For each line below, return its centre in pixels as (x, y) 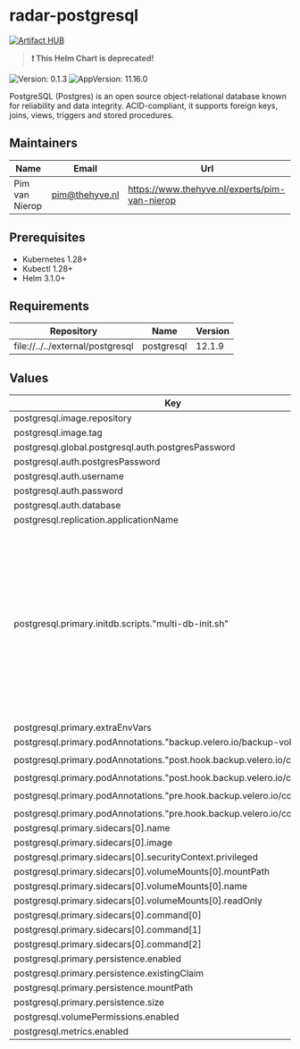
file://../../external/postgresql (74, 347)
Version (213, 331)
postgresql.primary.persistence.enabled (97, 959)
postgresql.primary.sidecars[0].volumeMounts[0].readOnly (138, 901)
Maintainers (44, 143)
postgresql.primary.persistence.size (89, 1003)
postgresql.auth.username (69, 476)
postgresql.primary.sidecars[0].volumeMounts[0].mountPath (142, 872)
